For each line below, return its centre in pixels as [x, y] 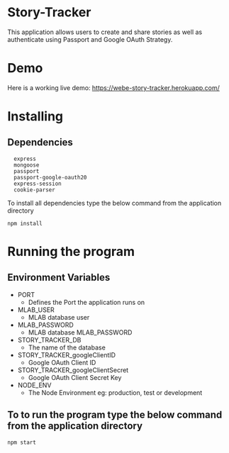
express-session [38, 184]
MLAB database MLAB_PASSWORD [80, 332]
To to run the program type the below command [115, 415]
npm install [25, 223]
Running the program [71, 252]
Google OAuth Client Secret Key [75, 377]
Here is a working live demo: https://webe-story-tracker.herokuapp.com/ [113, 88]
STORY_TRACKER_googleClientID [66, 354]
